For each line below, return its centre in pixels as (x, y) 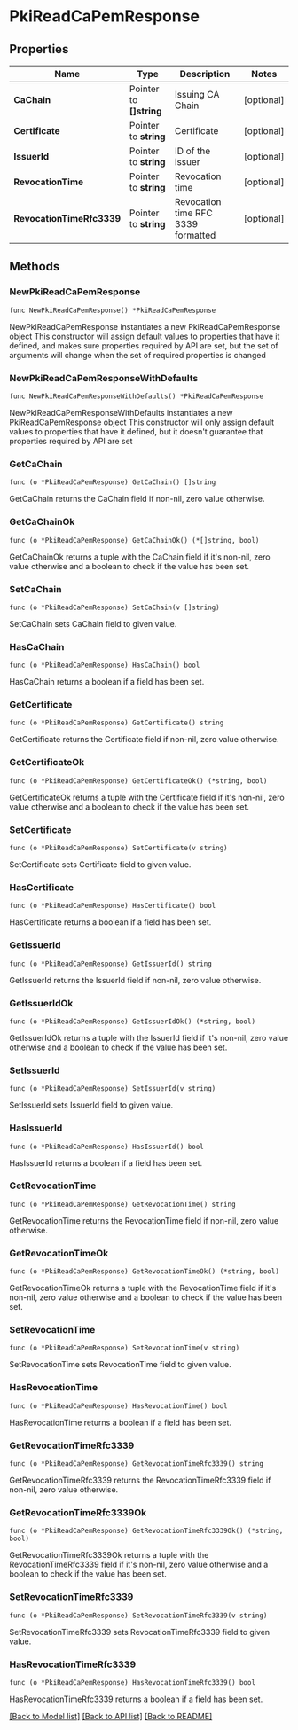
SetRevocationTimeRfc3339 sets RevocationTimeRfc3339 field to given (140, 1632)
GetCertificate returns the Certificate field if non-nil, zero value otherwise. (144, 740)
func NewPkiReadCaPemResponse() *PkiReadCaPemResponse (113, 310)
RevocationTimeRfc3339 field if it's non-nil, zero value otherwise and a (139, 1565)
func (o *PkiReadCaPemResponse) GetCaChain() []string (113, 482)
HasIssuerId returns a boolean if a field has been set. (106, 1162)
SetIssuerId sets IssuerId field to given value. (91, 1105)
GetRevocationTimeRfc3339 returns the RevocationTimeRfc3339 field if (140, 1480)
